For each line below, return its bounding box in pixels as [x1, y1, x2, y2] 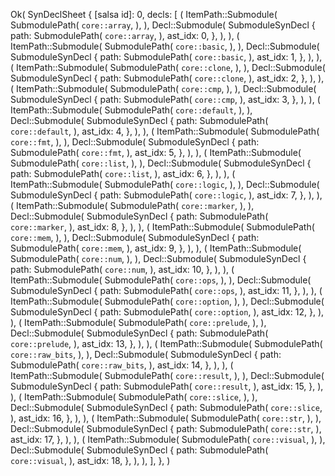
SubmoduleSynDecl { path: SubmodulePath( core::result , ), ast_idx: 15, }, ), [10, 380, 324, 392]
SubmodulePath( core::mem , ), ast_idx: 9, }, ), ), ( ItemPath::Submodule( [10, 242, 302, 254]
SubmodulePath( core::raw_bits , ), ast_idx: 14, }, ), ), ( [10, 359, 234, 371]
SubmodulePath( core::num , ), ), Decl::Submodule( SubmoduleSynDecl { [10, 253, 307, 264]
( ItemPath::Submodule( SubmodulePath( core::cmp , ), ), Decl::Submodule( [10, 83, 317, 94]
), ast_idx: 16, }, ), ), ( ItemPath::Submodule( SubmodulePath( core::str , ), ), [10, 412, 322, 424]
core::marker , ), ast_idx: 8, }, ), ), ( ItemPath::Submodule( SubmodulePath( [10, 221, 315, 233]
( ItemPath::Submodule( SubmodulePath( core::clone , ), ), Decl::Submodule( [10, 62, 326, 73]
